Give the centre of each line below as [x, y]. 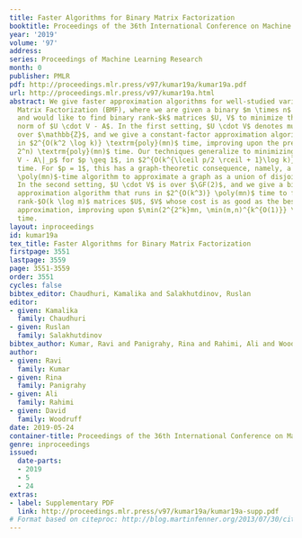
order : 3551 [31, 277]
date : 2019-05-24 [42, 427]
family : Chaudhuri [52, 319]
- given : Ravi [36, 361]
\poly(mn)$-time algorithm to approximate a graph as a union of [142, 176]
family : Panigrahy [52, 386]
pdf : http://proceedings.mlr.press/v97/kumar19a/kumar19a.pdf [128, 85]
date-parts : [40, 461]
